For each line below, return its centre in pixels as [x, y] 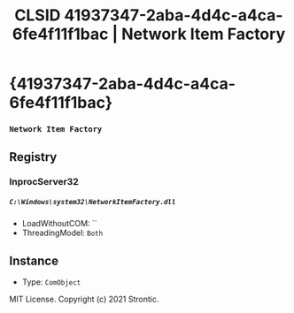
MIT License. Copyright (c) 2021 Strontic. [84, 299]
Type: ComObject [51, 282]
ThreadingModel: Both [62, 233]
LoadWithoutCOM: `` [59, 224]
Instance [34, 260]
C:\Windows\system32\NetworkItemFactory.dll [93, 202]
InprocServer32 [44, 182]
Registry [33, 157]
